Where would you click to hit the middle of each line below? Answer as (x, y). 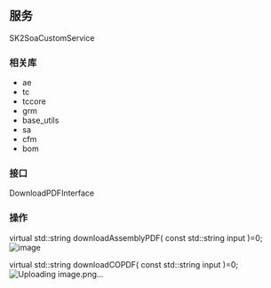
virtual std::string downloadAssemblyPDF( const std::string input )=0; (136, 237)
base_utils (40, 120)
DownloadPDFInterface (52, 193)
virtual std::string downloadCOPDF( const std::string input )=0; (124, 264)
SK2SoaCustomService (52, 37)
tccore (34, 101)
